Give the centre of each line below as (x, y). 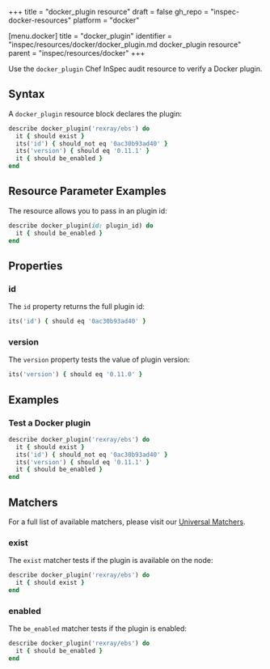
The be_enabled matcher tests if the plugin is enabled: (98, 629)
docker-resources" (40, 20)
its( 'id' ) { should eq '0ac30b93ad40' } (78, 322)
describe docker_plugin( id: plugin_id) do (81, 226)
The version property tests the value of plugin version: (99, 360)
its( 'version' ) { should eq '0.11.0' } (76, 375)
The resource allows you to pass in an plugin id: (88, 210)
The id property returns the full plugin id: (77, 307)
